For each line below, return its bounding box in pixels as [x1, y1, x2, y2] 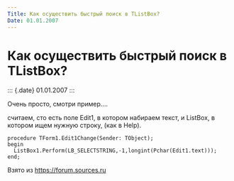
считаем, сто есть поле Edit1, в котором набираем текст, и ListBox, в [7, 114, 215, 122]
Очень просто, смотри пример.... [7, 100, 108, 109]
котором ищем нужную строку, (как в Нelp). [7, 121, 142, 130]
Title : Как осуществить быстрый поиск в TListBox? [7, 10, 160, 18]
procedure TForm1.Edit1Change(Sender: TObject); [7, 135, 154, 142]
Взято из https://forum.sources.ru [7, 166, 106, 175]
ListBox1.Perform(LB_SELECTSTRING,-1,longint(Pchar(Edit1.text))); [13, 147, 218, 155]
